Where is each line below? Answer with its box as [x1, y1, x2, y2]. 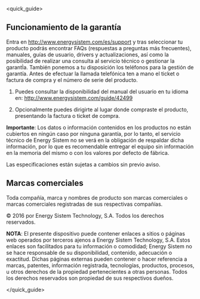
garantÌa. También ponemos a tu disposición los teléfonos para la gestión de [6, 63, 194, 71]
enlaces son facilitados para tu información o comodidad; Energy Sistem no [6, 242, 192, 250]
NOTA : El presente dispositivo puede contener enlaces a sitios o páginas [6, 230, 185, 237]
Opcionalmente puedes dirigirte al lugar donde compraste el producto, [14, 106, 189, 113]
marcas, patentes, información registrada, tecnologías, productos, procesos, [6, 261, 195, 269]
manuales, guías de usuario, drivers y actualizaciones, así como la [6, 51, 169, 58]
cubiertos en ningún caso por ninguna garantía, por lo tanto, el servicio [6, 130, 181, 137]
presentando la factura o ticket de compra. [14, 112, 121, 119]
